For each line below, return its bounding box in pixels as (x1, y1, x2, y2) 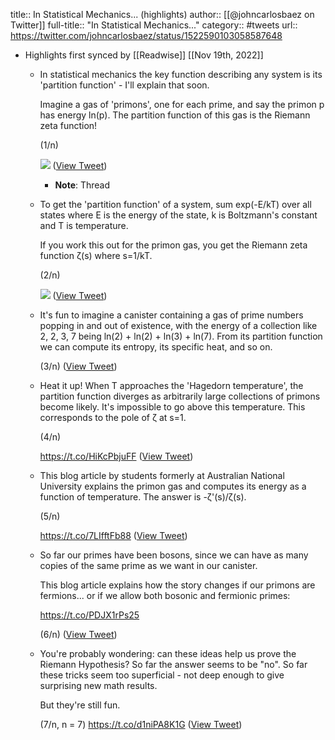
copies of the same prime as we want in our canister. (39, 560, 258, 571)
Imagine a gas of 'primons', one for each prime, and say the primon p (39, 99, 325, 110)
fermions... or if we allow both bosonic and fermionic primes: (39, 590, 291, 601)
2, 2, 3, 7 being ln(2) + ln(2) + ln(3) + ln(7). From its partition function (39, 330, 323, 342)
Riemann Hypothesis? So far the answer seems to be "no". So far (39, 659, 308, 670)
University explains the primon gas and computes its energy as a (39, 480, 307, 492)
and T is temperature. (39, 220, 129, 231)
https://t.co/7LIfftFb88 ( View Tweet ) (39, 530, 188, 541)
